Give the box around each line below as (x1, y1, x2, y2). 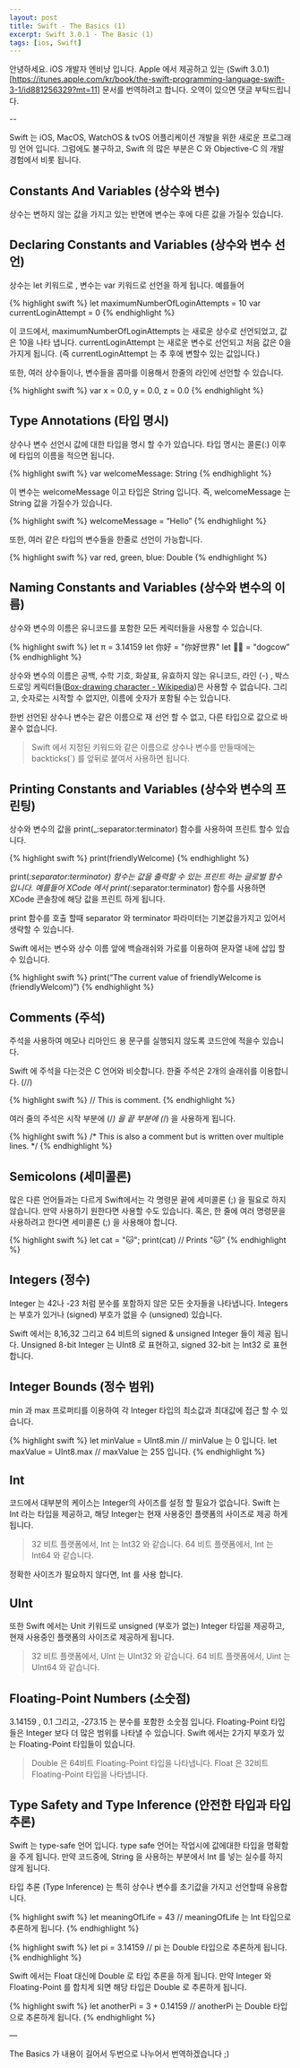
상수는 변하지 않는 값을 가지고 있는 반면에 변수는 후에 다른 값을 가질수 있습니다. (9, 209, 284, 220)
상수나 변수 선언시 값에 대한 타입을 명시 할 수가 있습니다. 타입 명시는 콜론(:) (9, 438, 270, 449)
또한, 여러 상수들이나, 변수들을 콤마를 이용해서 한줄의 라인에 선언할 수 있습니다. (9, 366, 284, 377)
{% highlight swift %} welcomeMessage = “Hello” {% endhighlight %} (9, 515, 267, 526)
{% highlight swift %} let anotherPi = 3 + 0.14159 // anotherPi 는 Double (9, 2000, 271, 2012)
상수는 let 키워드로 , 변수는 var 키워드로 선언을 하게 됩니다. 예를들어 (9, 280, 244, 290)
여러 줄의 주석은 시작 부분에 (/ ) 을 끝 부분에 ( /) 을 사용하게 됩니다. (9, 1113, 236, 1124)
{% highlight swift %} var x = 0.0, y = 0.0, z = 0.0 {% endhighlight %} (9, 384, 264, 395)
